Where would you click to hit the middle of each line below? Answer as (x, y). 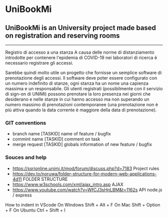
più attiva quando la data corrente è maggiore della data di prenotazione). (81, 110)
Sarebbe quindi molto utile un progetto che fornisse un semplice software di (83, 73)
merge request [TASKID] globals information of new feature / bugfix (82, 144)
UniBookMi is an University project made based (81, 28)
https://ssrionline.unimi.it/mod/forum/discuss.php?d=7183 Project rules (86, 168)
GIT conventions (26, 123)
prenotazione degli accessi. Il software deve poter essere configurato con (81, 78)
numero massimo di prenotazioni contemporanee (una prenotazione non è (82, 104)
